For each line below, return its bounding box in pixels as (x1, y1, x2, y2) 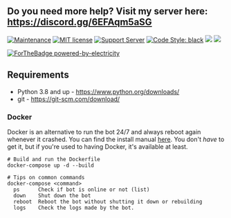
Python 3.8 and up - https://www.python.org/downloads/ (17, 87, 180, 96)
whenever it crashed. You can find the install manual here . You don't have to (7, 135, 225, 143)
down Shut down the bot (13, 192, 91, 199)
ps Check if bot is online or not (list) (13, 186, 150, 193)
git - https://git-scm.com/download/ (17, 95, 120, 103)
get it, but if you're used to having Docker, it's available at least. (7, 142, 188, 151)
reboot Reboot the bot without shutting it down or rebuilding (13, 198, 203, 205)
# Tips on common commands (7, 174, 85, 181)
